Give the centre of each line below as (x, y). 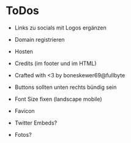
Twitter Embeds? (36, 123)
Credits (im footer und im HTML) (55, 63)
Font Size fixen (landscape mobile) (58, 99)
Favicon (24, 110)
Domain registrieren (39, 39)
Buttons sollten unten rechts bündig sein (65, 87)
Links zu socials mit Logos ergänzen (60, 28)
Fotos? (23, 134)
